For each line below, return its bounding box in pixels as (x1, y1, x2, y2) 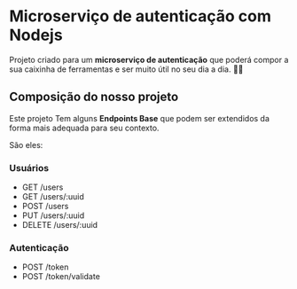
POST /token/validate (21, 271, 100, 282)
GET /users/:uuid (21, 191, 84, 202)
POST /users (21, 201, 69, 212)
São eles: (9, 139, 43, 150)
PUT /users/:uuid (21, 210, 85, 221)
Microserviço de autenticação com (9, 6, 272, 27)
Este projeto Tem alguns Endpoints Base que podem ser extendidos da (9, 113, 270, 123)
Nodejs (9, 25, 64, 45)
